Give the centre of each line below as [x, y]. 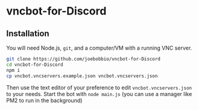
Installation [28, 34]
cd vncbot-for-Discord [35, 65]
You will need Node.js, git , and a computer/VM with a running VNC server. [99, 48]
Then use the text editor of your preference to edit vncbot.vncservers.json [99, 87]
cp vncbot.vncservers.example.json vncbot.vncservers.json [82, 76]
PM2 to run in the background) [44, 100]
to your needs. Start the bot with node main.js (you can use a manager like [99, 94]
